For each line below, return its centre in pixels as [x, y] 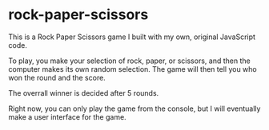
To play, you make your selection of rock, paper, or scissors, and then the [129, 61]
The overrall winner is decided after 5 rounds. [84, 93]
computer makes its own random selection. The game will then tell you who [133, 69]
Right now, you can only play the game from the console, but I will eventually [134, 108]
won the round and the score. [57, 77]
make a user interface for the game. [67, 116]
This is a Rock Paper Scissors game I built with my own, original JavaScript [132, 37]
